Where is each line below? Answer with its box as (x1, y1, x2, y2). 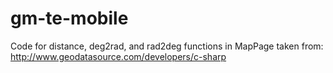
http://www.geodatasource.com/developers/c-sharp (10, 50, 227, 62)
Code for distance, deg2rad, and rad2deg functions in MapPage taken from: (10, 40, 324, 52)
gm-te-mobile (10, 7, 129, 30)
